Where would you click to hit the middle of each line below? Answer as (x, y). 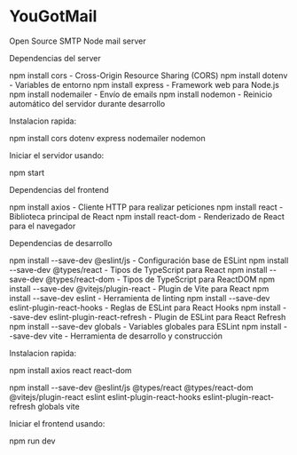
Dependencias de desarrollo (61, 243)
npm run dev (32, 441)
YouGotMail (53, 16)
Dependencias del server (55, 58)
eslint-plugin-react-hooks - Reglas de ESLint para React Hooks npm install (145, 307)
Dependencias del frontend (59, 189)
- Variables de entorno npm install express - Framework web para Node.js (144, 84)
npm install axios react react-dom (70, 370)
